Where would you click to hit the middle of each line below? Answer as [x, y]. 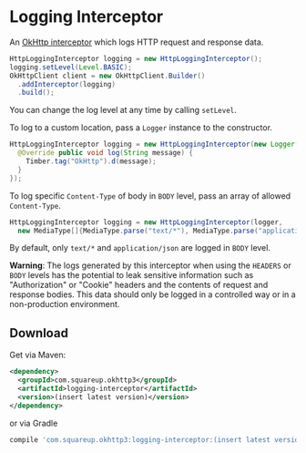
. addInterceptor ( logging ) [67, 84]
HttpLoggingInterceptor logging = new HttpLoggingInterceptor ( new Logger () [156, 144]
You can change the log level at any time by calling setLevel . [123, 110]
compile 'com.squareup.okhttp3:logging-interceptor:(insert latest [140, 439]
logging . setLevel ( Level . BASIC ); [71, 67]
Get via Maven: [38, 355]
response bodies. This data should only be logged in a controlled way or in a [153, 294]
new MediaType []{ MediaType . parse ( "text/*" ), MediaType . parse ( [138, 231]
